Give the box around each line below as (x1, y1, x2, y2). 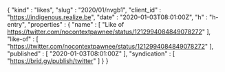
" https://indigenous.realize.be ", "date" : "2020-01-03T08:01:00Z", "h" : (7, 13, 208, 21)
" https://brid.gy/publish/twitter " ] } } (7, 57, 109, 64)
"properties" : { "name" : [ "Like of (27, 21, 125, 28)
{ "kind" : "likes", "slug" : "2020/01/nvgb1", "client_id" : (7, 6, 162, 14)
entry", (7, 21, 26, 28)
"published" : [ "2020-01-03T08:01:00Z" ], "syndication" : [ (7, 49, 175, 58)
